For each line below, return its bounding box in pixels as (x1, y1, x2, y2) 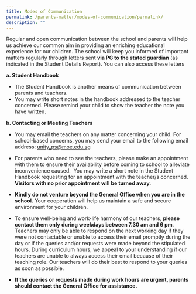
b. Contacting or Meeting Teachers (6, 120, 93, 127)
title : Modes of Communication (6, 8, 82, 15)
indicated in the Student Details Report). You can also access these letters (6, 60, 185, 67)
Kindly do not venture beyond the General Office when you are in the (14, 191, 185, 198)
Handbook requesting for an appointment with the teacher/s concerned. (14, 174, 188, 181)
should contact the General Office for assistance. (14, 282, 137, 289)
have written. (14, 108, 47, 115)
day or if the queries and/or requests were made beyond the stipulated (14, 240, 185, 247)
